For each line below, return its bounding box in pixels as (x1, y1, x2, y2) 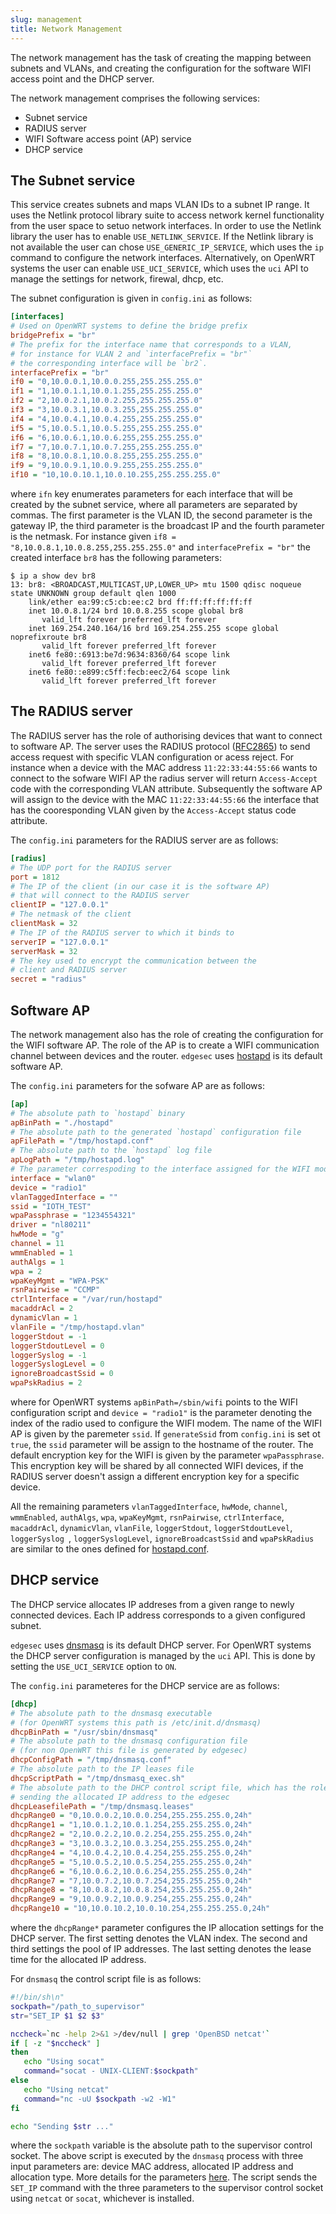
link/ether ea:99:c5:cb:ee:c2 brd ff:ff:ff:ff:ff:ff (28, 597, 253, 608)
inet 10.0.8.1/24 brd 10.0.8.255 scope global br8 (28, 606, 244, 616)
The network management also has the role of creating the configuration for (10, 1028, 324, 1040)
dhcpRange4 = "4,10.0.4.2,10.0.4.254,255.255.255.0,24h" (10, 1847, 253, 1858)
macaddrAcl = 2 (10, 1304, 74, 1314)
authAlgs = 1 (10, 1257, 65, 1267)
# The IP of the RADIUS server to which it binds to (10, 927, 235, 938)
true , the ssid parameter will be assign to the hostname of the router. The (10, 1439, 314, 1451)
